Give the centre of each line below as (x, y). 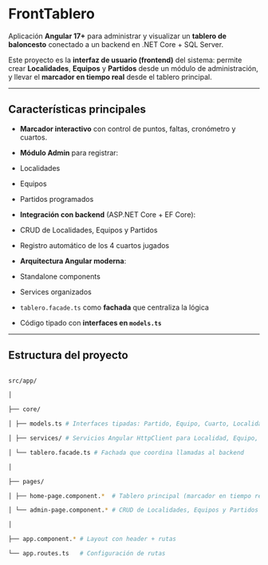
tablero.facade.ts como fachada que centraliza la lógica (114, 307)
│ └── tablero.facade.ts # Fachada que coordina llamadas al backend (126, 452)
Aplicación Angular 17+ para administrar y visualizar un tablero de (118, 36)
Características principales (77, 110)
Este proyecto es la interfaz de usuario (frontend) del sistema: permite (125, 60)
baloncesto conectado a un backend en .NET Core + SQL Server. (116, 44)
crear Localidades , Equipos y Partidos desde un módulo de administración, (134, 68)
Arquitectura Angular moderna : (73, 261)
